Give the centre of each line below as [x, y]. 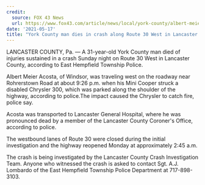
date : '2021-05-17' [31, 29]
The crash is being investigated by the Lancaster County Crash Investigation [103, 157]
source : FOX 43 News [38, 18]
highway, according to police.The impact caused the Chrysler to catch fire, [100, 96]
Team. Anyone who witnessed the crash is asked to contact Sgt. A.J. [92, 164]
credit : [16, 12]
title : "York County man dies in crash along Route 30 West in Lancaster [102, 35]
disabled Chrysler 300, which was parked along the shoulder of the [91, 89]
